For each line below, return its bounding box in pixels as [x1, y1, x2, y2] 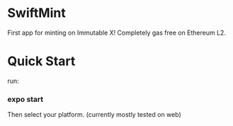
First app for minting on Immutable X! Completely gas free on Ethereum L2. [7, 28, 227, 37]
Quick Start [7, 53, 76, 69]
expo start [7, 94, 44, 104]
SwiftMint [7, 5, 66, 21]
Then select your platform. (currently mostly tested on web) [7, 110, 182, 119]
